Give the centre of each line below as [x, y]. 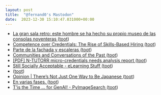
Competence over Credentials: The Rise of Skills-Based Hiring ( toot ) [84, 44]
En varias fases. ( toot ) [36, 82]
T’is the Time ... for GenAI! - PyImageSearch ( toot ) [65, 87]
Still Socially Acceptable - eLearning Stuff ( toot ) [63, 66]
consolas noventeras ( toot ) [41, 39]
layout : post [19, 10]
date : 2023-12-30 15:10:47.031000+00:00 [50, 19]
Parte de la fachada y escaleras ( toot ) [52, 50]
